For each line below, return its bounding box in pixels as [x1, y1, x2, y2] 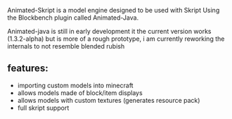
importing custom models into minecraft [17, 81, 134, 89]
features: [7, 63, 49, 75]
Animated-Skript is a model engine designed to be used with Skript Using [7, 6, 220, 14]
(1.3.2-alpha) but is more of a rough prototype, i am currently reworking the [7, 35, 225, 43]
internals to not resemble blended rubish [7, 42, 125, 50]
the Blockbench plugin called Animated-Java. [7, 13, 139, 22]
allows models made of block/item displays [17, 88, 143, 97]
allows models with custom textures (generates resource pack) [17, 96, 200, 104]
